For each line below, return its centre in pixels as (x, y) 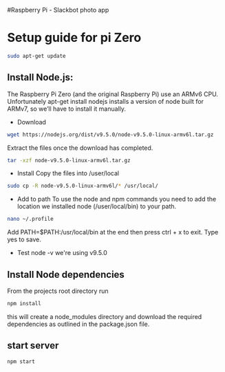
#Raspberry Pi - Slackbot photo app (58, 10)
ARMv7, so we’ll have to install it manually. (66, 109)
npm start (21, 361)
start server (33, 346)
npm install (24, 303)
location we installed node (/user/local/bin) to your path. (97, 206)
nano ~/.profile (30, 219)
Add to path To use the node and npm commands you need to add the (117, 199)
